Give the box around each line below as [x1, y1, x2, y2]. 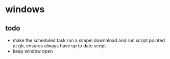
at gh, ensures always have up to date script [12, 43, 106, 49]
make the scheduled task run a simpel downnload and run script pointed [12, 37, 165, 43]
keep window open [12, 48, 53, 54]
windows [5, 4, 45, 15]
